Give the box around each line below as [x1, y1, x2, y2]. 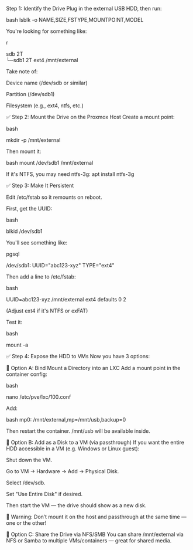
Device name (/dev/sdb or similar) [6, 79, 88, 86]
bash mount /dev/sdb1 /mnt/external [6, 159, 94, 166]
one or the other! [6, 520, 47, 527]
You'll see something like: [6, 239, 68, 246]
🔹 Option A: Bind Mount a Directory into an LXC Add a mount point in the [6, 365, 181, 371]
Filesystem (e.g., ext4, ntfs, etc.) [6, 102, 84, 109]
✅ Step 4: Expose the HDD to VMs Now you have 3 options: [6, 353, 150, 359]
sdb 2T [6, 50, 23, 57]
